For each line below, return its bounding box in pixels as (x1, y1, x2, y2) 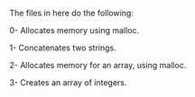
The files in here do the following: (9, 8, 134, 18)
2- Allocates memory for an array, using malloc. (9, 60, 187, 70)
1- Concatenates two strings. (9, 42, 116, 53)
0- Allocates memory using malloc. (9, 25, 140, 35)
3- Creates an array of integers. (9, 77, 127, 88)
